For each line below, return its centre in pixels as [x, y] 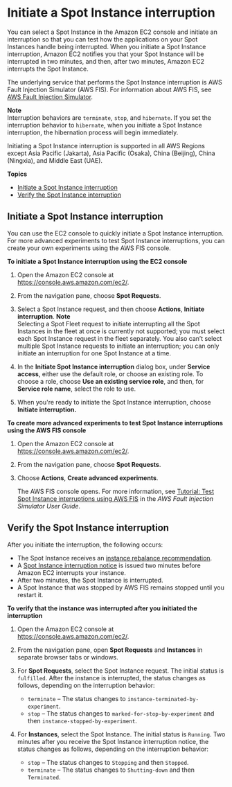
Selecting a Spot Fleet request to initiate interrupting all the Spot [109, 324]
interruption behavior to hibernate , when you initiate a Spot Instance [105, 125]
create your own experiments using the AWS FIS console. [89, 248]
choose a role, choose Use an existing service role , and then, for [110, 381]
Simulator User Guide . [49, 506]
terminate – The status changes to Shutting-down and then [111, 770]
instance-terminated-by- [163, 699]
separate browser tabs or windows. [68, 657]
